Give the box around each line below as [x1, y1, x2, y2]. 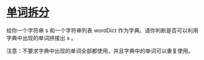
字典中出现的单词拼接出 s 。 [6, 34, 77, 41]
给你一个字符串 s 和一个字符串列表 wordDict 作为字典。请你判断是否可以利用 [6, 27, 199, 34]
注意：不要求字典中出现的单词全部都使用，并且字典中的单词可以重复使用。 [6, 47, 194, 55]
